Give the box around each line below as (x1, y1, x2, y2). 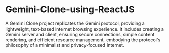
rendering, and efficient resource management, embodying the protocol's (5, 37, 161, 43)
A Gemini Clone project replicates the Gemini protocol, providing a (5, 20, 145, 26)
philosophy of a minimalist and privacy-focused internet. (5, 42, 124, 48)
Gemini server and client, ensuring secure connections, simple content (5, 31, 155, 37)
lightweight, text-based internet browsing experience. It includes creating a (5, 25, 164, 32)
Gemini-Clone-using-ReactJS (5, 4, 135, 15)
